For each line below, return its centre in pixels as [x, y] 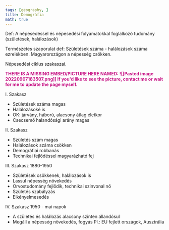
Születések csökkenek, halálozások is [52, 175]
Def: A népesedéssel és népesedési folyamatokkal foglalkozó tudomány [80, 34]
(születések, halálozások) [32, 39]
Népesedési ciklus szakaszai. [36, 64]
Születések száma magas [39, 104]
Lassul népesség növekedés [42, 181]
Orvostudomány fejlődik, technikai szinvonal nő [62, 186]
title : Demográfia [24, 15]
